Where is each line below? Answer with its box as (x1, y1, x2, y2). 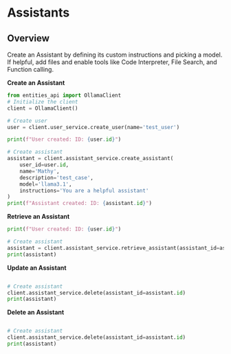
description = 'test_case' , (19, 174, 94, 181)
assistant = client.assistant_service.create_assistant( (7, 155, 174, 162)
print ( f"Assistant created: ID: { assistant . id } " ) (7, 200, 153, 207)
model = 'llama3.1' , (19, 181, 72, 188)
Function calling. (7, 66, 54, 73)
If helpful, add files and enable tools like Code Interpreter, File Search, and (7, 58, 218, 66)
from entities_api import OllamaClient (7, 92, 122, 99)
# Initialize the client (7, 98, 78, 105)
